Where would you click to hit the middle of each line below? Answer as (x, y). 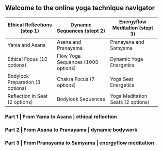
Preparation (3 (24, 82)
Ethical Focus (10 (27, 59)
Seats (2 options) (130, 102)
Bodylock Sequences (81, 99)
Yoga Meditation (129, 96)
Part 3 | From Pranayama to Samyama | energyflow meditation (80, 143)
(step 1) (30, 31)
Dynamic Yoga (126, 59)
